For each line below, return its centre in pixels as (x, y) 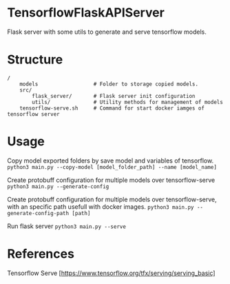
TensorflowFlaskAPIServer (86, 13)
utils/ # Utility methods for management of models (128, 102)
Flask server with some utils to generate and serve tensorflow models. (107, 32)
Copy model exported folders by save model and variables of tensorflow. (111, 161)
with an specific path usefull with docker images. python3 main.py (101, 206)
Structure (35, 60)
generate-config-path (38, 213)
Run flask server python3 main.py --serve (66, 226)
